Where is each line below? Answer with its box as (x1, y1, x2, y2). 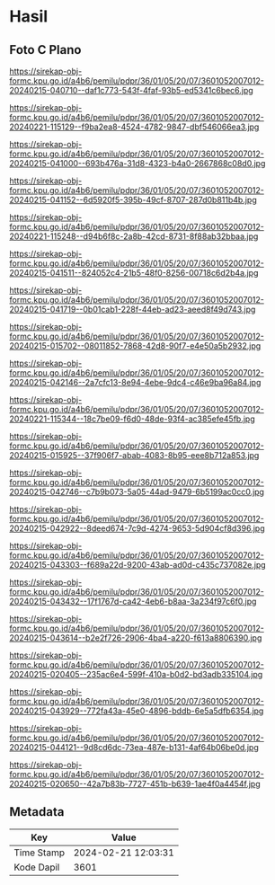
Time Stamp (13, 846, 66, 859)
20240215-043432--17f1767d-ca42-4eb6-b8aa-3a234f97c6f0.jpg (9, 596, 257, 606)
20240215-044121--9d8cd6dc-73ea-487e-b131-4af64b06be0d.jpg (9, 742, 259, 752)
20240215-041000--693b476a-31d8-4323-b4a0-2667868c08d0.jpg (9, 158, 266, 168)
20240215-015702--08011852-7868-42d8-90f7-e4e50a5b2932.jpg (9, 341, 262, 351)
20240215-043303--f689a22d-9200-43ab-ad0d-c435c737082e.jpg (9, 560, 267, 570)
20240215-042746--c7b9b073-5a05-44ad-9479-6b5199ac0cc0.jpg (9, 487, 265, 497)
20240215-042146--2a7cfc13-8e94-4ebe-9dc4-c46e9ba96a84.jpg (9, 377, 262, 387)
